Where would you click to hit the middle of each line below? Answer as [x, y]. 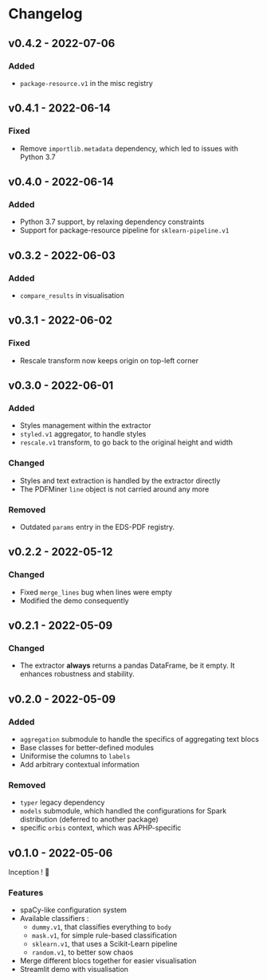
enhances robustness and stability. [77, 674]
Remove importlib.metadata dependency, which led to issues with [129, 148]
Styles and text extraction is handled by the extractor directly [120, 480]
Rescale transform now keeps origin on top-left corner [109, 360]
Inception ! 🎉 [29, 872]
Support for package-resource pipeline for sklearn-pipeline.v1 [124, 230]
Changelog [45, 14]
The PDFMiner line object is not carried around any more [114, 489]
